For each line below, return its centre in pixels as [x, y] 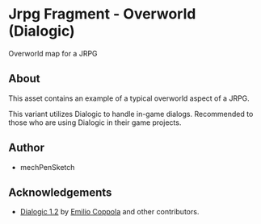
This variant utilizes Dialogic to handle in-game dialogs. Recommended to [131, 114]
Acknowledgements [60, 192]
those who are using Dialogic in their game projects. [95, 122]
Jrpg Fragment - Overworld [102, 14]
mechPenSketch [47, 167]
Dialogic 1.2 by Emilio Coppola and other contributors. [109, 212]
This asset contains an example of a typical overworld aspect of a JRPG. [129, 98]
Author [26, 148]
